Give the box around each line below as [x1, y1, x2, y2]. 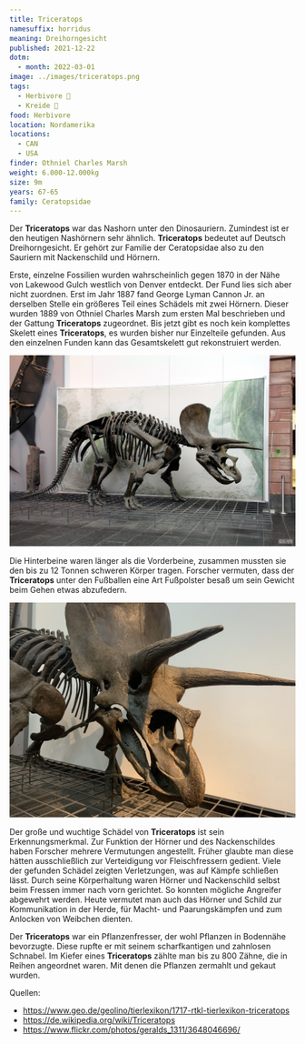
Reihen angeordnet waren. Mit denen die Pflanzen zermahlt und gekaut [9, 960, 277, 971]
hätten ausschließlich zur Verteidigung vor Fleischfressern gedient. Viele [9, 856, 281, 867]
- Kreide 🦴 [17, 101, 59, 110]
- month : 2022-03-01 [17, 63, 95, 72]
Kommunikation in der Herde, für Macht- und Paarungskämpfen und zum [9, 904, 283, 915]
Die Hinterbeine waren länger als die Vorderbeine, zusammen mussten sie [9, 556, 287, 567]
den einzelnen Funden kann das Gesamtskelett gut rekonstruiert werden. [9, 337, 281, 348]
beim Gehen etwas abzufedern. [9, 585, 127, 596]
